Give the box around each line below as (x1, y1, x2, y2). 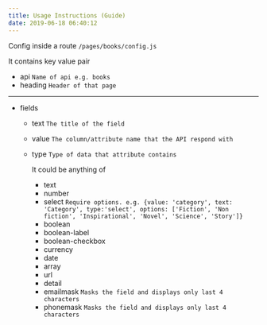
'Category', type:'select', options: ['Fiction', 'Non (43, 205, 229, 213)
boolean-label (43, 227, 90, 237)
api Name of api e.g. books (19, 72, 111, 81)
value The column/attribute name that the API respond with (31, 133, 234, 143)
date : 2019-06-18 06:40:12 (8, 19, 98, 27)
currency (43, 244, 74, 254)
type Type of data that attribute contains (31, 149, 177, 159)
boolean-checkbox (43, 236, 106, 246)
